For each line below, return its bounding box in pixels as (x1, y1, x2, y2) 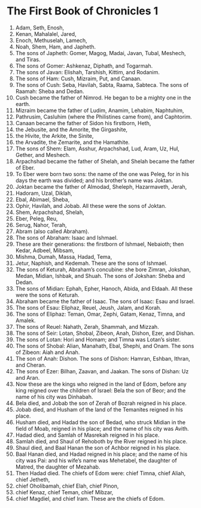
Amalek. (15, 316, 36, 324)
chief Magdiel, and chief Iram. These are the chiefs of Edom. (15, 495, 165, 502)
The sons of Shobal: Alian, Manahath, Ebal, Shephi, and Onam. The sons (15, 342, 194, 349)
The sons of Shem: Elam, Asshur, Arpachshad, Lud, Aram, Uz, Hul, (15, 145, 180, 152)
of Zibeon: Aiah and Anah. (15, 349, 80, 356)
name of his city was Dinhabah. (15, 393, 93, 400)
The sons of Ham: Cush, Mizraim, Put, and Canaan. (15, 75, 142, 82)
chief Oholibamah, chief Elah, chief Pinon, (15, 482, 119, 489)
